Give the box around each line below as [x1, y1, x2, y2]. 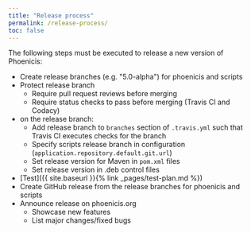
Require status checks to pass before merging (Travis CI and [31, 97, 230, 107]
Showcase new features [31, 208, 111, 217]
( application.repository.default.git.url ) [31, 148, 172, 157]
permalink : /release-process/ [8, 19, 109, 27]
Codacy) [31, 106, 60, 115]
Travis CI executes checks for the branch [31, 131, 167, 141]
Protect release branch [19, 80, 95, 90]
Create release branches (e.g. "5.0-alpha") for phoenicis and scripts [19, 72, 243, 82]
